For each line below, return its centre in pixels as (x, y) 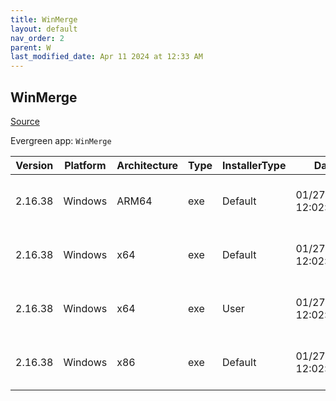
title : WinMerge (44, 19)
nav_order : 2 (37, 38)
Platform (85, 165)
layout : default (44, 29)
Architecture (147, 165)
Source (25, 121)
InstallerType (254, 165)
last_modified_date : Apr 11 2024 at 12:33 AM (106, 57)
